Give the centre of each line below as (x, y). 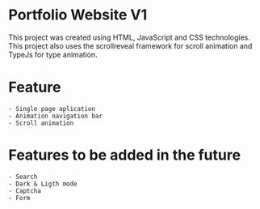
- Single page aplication (52, 109)
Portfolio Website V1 (78, 15)
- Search (23, 177)
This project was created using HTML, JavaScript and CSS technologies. (129, 37)
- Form (19, 198)
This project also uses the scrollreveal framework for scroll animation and (130, 45)
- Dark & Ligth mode (43, 184)
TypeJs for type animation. (53, 54)
